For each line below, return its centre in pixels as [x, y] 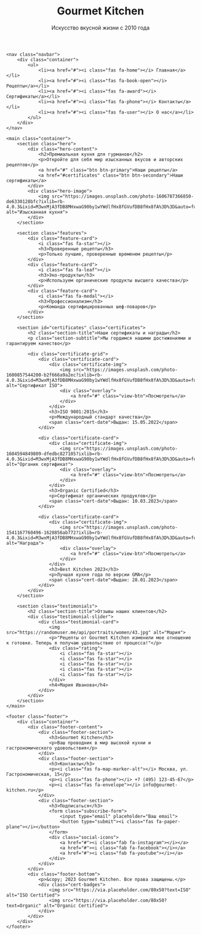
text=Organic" [24, 906]
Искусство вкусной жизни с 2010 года [100, 28]
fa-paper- [168, 822]
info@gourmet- [160, 785]
